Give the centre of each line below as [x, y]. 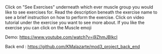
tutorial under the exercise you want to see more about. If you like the [75, 22]
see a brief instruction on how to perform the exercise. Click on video [75, 17]
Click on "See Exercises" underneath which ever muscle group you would [79, 7]
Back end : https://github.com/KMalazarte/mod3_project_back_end [72, 46]
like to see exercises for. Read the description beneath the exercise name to [81, 12]
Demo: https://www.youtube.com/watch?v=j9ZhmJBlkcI [61, 37]
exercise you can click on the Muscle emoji [48, 28]
